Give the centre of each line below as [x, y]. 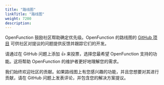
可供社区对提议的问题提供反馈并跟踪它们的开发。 [60, 44]
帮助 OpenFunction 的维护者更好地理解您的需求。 [72, 62]
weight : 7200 [18, 18]
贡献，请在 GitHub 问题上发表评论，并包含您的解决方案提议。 [67, 78]
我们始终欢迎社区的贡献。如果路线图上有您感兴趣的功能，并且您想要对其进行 [82, 72]
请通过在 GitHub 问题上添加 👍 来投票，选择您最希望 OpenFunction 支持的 [79, 54]
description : [18, 23]
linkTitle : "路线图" [25, 14]
